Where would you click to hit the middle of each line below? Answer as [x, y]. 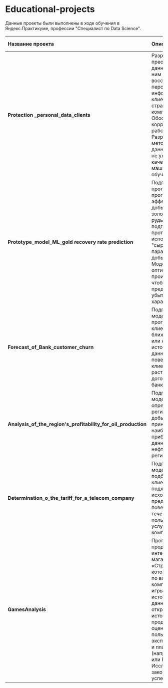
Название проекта [31, 44]
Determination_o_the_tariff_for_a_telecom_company [71, 498]
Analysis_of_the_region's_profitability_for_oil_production [77, 424]
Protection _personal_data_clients [49, 115]
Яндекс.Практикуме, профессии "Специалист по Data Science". [73, 28]
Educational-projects [50, 9]
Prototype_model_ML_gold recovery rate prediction [70, 242]
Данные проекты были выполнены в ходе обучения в [62, 23]
